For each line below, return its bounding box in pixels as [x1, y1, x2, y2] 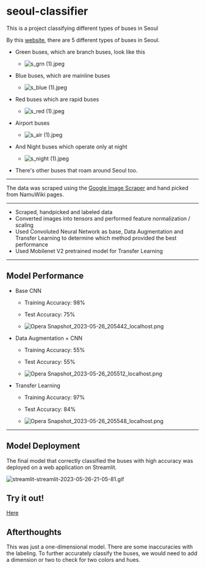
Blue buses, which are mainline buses [15, 72, 110, 79]
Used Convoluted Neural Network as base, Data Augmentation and [15, 227, 184, 235]
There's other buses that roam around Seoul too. [15, 166, 138, 174]
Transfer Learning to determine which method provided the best [15, 234, 177, 242]
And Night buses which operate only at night [15, 142, 128, 150]
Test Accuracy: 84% [24, 405, 76, 413]
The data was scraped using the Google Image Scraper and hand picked [6, 184, 189, 191]
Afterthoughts [6, 527, 62, 537]
